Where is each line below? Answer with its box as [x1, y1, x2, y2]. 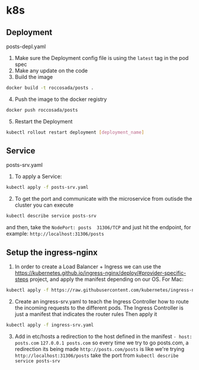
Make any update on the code [14, 67, 88, 74]
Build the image [14, 74, 53, 80]
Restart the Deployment [14, 118, 73, 125]
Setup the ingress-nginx [6, 247, 98, 257]
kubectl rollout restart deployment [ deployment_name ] [6, 129, 145, 135]
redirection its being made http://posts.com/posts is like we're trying [14, 345, 185, 352]
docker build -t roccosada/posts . [6, 85, 94, 91]
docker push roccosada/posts [6, 107, 78, 113]
